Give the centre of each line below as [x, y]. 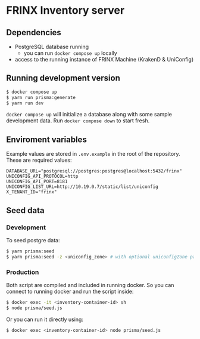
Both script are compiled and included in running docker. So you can [90, 285]
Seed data [25, 210]
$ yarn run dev [25, 103]
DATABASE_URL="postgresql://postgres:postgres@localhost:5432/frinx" [94, 171]
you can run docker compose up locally [70, 53]
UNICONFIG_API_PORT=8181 [37, 182]
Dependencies [34, 33]
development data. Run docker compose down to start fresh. [78, 121]
